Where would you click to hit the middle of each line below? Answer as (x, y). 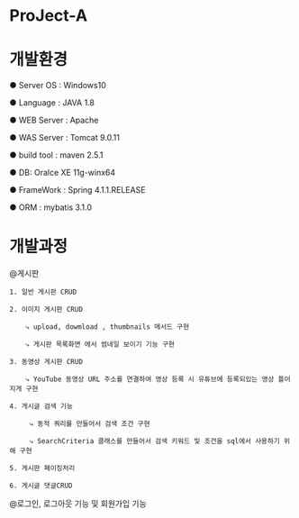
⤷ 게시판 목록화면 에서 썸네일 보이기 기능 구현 (100, 345)
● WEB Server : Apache (54, 120)
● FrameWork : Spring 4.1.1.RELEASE (77, 190)
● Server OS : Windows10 (58, 86)
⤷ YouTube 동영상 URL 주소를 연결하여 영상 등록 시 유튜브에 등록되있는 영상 (150, 379)
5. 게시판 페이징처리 (42, 468)
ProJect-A (49, 16)
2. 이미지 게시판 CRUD (46, 310)
